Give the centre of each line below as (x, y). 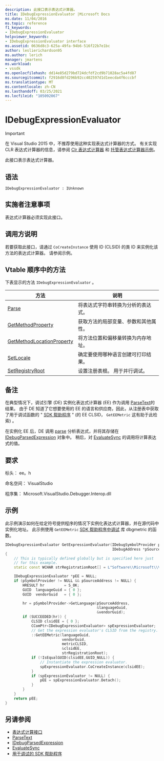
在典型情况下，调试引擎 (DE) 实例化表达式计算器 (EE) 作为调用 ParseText (78, 403)
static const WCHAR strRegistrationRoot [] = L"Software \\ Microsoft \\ (86, 567)
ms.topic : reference (26, 23)
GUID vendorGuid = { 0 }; (52, 594)
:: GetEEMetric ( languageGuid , (61, 635)
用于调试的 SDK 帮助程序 (37, 754)
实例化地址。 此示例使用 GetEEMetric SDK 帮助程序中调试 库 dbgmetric (76, 529)
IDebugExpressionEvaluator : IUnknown (44, 188)
